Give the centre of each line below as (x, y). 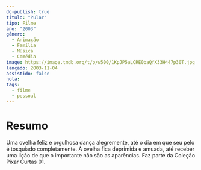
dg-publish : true (28, 12)
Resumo (27, 126)
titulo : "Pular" (26, 17)
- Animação (25, 40)
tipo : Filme (21, 23)
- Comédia (24, 57)
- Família (24, 46)
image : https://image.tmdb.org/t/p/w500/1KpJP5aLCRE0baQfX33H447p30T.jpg (101, 62)
